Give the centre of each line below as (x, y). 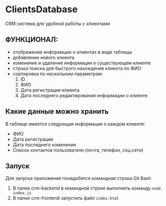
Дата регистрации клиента (50, 90)
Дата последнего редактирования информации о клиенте (84, 95)
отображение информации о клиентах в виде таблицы (72, 52)
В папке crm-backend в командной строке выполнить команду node (87, 188)
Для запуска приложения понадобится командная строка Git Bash (78, 178)
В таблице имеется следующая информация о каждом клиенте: (75, 124)
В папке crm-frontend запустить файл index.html (66, 198)
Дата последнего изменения (44, 145)
